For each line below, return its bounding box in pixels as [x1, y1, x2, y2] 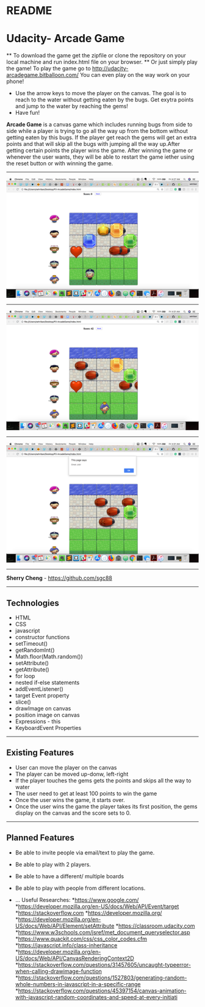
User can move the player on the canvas [15, 763, 117, 771]
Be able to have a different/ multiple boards [15, 872, 124, 879]
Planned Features [6, 832, 75, 843]
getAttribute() [15, 666, 50, 673]
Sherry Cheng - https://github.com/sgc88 [6, 574, 113, 582]
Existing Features [6, 748, 74, 758]
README [6, 4, 52, 18]
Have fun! [15, 109, 40, 117]
